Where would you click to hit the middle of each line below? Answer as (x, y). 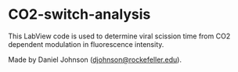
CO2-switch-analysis (79, 14)
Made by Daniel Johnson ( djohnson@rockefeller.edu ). (95, 59)
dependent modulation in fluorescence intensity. (86, 44)
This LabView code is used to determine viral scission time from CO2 (119, 36)
